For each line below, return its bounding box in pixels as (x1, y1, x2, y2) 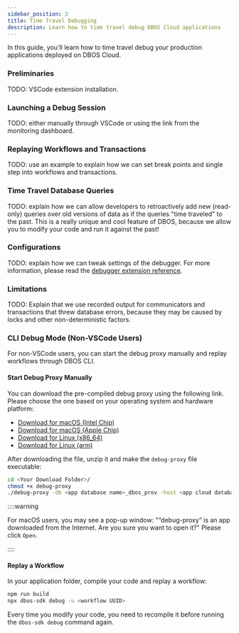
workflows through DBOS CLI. (7, 357, 95, 366)
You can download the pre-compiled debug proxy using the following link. (7, 389, 224, 398)
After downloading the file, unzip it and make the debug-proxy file (7, 454, 198, 463)
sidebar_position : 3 (7, 10, 69, 18)
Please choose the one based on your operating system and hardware (7, 396, 213, 405)
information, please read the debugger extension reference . (7, 266, 183, 274)
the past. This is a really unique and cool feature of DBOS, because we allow (7, 217, 231, 225)
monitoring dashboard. (7, 126, 75, 135)
